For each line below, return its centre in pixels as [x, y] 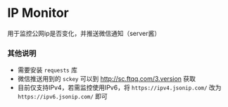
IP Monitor [38, 13]
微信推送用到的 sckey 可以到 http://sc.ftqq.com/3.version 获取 [106, 79]
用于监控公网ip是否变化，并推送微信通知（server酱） [84, 33]
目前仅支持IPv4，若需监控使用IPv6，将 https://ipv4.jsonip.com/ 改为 [119, 88]
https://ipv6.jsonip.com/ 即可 [62, 96]
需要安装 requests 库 [47, 70]
